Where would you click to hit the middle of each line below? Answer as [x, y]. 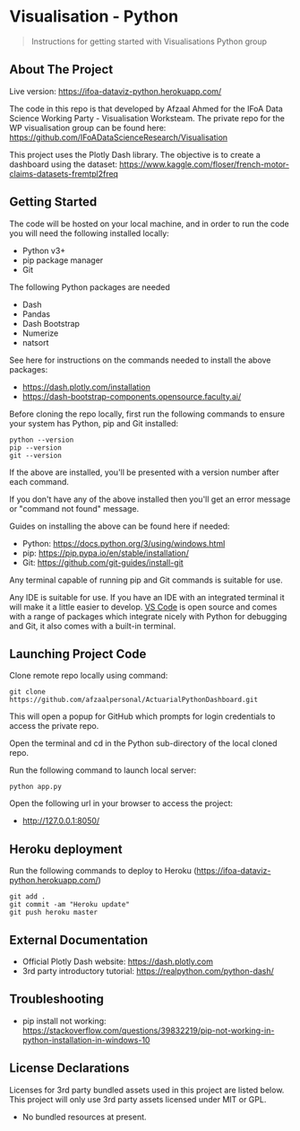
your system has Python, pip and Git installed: [94, 423]
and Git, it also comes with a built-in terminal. [93, 626]
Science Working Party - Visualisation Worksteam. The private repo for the [147, 118]
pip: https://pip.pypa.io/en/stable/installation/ [106, 553]
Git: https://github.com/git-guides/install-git [103, 562]
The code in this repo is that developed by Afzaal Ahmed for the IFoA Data [146, 109]
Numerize [40, 333]
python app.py [36, 787]
